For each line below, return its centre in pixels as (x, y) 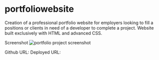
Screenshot (16, 42)
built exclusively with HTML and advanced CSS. (53, 33)
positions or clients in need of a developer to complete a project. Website (79, 28)
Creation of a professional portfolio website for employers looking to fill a (79, 23)
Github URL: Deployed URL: (33, 52)
